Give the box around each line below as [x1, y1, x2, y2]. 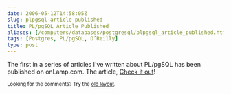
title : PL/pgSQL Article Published [7, 22, 109, 29]
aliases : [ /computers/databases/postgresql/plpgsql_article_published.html [7, 29, 229, 36]
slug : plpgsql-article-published [7, 16, 103, 23]
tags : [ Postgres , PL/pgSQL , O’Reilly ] [7, 35, 118, 42]
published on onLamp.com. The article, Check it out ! [7, 67, 156, 76]
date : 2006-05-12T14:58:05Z [7, 10, 88, 17]
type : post [7, 42, 38, 48]
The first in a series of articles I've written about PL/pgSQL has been [7, 61, 201, 68]
